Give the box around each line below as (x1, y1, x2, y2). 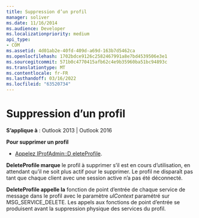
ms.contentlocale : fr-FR (6, 70, 68, 76)
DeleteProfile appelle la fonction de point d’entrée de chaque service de (6, 186, 186, 193)
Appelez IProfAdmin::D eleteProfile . (14, 150, 102, 157)
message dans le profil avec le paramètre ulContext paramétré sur (6, 192, 170, 199)
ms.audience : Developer (6, 25, 66, 32)
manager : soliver (6, 14, 50, 20)
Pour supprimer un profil (6, 138, 69, 146)
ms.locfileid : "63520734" (6, 81, 71, 87)
